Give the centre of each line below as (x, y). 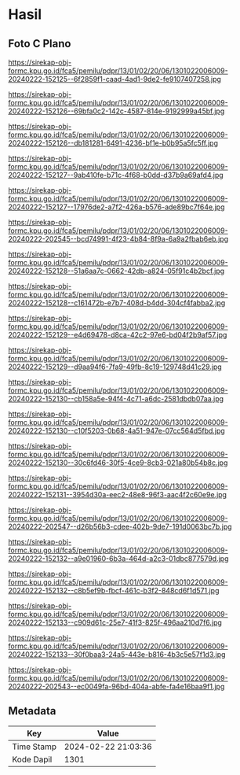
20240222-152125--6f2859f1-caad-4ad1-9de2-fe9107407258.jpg (115, 79)
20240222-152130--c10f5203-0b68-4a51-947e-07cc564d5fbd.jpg (116, 431)
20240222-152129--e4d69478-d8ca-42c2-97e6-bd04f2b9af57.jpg (118, 335)
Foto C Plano (40, 44)
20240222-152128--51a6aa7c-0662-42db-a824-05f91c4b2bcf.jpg (116, 271)
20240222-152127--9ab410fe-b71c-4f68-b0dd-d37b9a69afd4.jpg (116, 175)
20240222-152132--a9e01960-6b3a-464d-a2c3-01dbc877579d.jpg (118, 559)
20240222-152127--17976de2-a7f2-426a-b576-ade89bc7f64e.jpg (116, 207)
